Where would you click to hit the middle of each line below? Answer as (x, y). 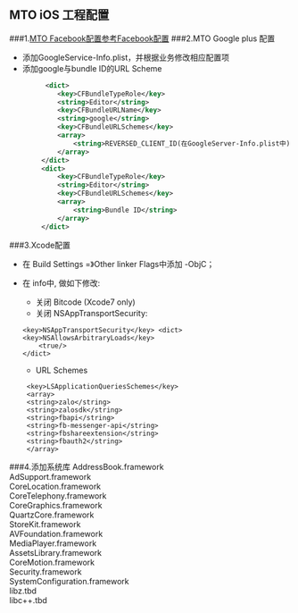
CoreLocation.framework (55, 486)
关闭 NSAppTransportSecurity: (91, 313)
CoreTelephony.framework (58, 495)
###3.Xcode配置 (40, 245)
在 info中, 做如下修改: (61, 282)
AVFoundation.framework (56, 533)
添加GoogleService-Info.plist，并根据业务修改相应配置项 (126, 57)
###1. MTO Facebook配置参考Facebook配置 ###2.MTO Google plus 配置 (142, 38)
